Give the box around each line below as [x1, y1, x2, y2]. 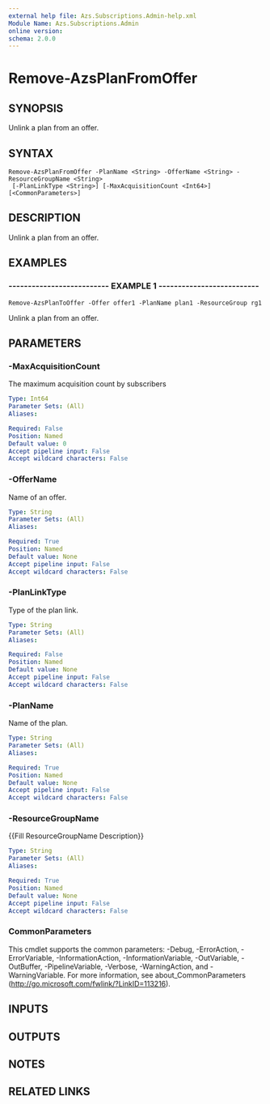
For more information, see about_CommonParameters [67, 970, 247, 980]
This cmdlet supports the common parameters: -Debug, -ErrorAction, [8, 944, 240, 954]
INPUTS [8, 1002, 49, 1017]
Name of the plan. [8, 718, 69, 728]
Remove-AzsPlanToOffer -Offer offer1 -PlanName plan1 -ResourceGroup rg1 [8, 299, 263, 307]
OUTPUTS [8, 1029, 61, 1043]
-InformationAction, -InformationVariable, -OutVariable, [56, 953, 240, 962]
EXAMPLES [8, 256, 67, 270]
